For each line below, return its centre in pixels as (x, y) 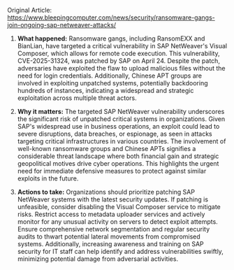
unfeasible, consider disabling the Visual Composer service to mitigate (119, 207)
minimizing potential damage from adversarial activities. (98, 259)
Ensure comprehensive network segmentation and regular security (114, 229)
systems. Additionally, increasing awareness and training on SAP (110, 244)
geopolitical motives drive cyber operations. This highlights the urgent (118, 163)
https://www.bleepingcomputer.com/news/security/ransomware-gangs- (111, 17)
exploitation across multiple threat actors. (77, 98)
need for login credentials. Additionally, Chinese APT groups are (110, 76)
